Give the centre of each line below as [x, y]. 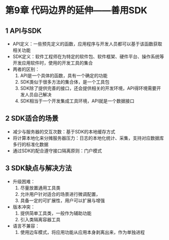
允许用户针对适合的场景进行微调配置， [60, 194]
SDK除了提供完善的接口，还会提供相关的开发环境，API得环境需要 [88, 88]
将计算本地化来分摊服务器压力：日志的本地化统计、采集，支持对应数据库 [88, 138]
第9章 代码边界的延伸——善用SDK [76, 10]
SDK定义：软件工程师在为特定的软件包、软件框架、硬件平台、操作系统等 [88, 57]
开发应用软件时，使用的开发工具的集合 [53, 63]
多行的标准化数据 [30, 144]
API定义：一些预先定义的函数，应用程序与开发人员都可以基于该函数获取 [87, 44]
